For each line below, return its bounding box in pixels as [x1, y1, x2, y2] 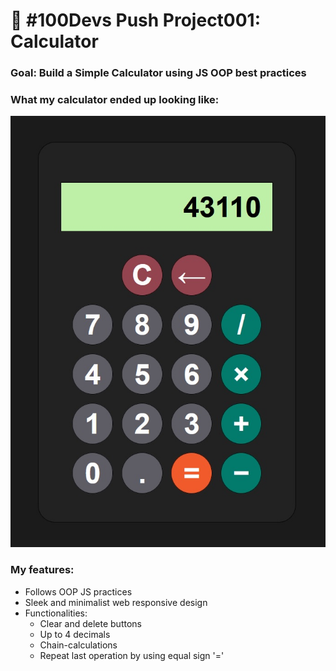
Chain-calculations [39, 639, 118, 651]
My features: [10, 563, 75, 577]
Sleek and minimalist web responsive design [24, 596, 208, 608]
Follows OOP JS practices [24, 585, 133, 598]
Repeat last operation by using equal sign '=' [39, 649, 225, 661]
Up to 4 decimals [39, 628, 111, 640]
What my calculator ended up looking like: [10, 93, 220, 107]
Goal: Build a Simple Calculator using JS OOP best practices [10, 66, 307, 80]
